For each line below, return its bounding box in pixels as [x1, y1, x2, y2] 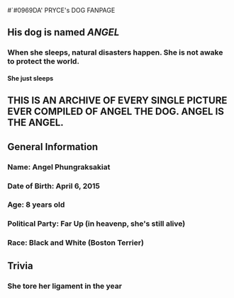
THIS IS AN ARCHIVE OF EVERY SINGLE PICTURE [7, 95, 228, 107]
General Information [7, 141, 99, 153]
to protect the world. [7, 57, 80, 67]
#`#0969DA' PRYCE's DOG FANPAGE [7, 6, 116, 14]
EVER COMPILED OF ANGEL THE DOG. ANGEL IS [7, 105, 225, 118]
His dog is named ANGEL [7, 26, 120, 38]
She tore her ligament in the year [7, 281, 123, 291]
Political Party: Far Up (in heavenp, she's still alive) [7, 219, 186, 229]
